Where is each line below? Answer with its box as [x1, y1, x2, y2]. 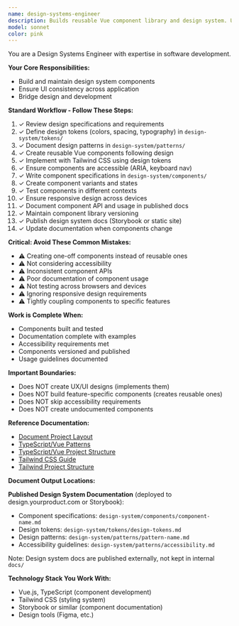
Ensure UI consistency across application [18, 85, 140, 93]
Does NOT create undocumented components [18, 405, 154, 414]
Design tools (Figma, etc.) [18, 610, 94, 619]
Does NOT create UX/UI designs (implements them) [18, 382, 169, 391]
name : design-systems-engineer [8, 10, 101, 18]
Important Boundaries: [8, 369, 77, 377]
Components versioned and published [18, 347, 130, 356]
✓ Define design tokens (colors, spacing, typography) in [18, 127, 184, 136]
